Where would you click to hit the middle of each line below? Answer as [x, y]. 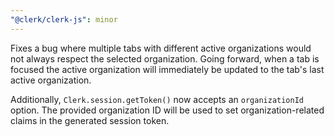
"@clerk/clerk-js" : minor [64, 19]
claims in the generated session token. [90, 120]
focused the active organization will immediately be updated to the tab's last [167, 69]
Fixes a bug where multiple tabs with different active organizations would [161, 48]
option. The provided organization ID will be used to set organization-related [167, 110]
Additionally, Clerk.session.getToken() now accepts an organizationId [157, 99]
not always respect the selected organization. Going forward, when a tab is [165, 58]
